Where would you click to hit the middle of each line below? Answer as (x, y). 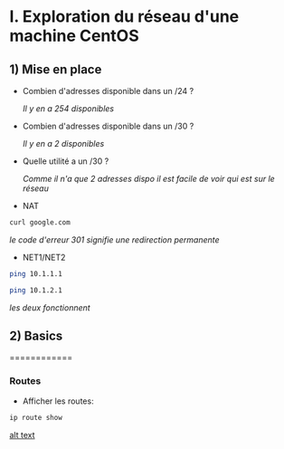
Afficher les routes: (58, 401)
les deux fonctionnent (50, 307)
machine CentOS (75, 36)
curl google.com (40, 223)
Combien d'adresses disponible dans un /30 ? (108, 126)
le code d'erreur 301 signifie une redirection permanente (114, 239)
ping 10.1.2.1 (36, 290)
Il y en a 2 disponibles (63, 143)
